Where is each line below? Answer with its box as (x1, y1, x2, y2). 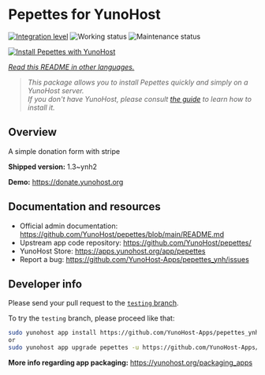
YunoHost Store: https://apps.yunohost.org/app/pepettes (19, 246, 206, 256)
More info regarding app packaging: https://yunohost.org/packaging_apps (8, 358, 253, 367)
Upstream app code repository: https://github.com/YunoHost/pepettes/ (19, 238, 252, 247)
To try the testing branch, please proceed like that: (8, 313, 175, 323)
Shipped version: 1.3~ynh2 (8, 162, 97, 171)
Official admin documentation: (19, 221, 118, 231)
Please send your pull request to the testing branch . (8, 298, 179, 308)
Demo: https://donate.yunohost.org (8, 177, 124, 186)
